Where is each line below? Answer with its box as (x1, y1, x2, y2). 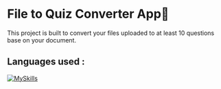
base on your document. (7, 36, 77, 44)
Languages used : (7, 56, 85, 68)
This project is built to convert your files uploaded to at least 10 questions (7, 29, 215, 37)
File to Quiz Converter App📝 (7, 6, 170, 22)
